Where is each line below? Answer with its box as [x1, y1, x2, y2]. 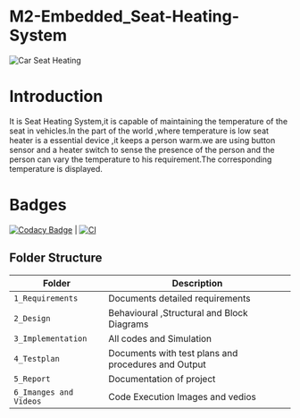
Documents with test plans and [108, 346, 238, 359]
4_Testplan [13, 354, 60, 363]
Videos [13, 396, 42, 406]
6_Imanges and [13, 387, 74, 397]
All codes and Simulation [108, 332, 212, 345]
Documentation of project [108, 372, 216, 385]
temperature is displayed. [9, 163, 103, 174]
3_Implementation [13, 333, 87, 344]
